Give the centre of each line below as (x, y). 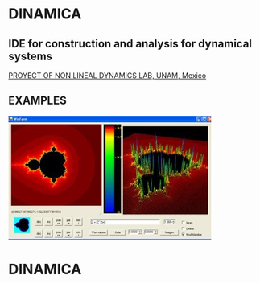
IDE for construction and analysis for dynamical (130, 44)
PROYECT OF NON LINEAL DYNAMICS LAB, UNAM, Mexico (107, 76)
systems (31, 56)
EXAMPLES (37, 101)
